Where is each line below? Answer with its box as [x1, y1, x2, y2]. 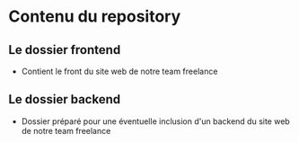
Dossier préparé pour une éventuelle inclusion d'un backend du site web [21, 115, 291, 127]
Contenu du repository [8, 6, 181, 27]
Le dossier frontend [8, 42, 121, 58]
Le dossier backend [8, 92, 121, 107]
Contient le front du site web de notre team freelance [21, 66, 218, 76]
